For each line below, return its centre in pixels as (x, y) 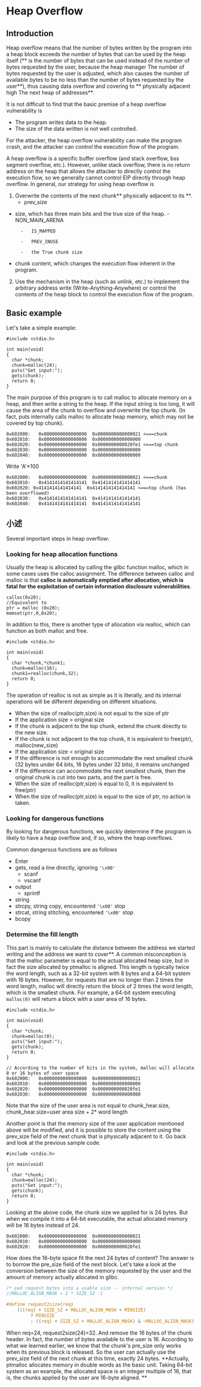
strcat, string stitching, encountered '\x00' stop (74, 912)
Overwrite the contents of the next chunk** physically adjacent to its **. (103, 196)
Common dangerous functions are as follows (62, 850)
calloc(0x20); (24, 597)
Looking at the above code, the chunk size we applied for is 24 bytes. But (97, 1212)
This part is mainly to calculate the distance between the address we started (100, 947)
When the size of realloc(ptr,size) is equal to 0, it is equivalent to (94, 784)
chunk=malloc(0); (33, 1036)
